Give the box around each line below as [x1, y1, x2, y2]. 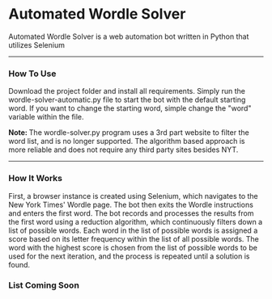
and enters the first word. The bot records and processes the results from [8, 208, 254, 218]
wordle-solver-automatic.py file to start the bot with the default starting [8, 95, 246, 105]
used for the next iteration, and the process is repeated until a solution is [8, 251, 250, 261]
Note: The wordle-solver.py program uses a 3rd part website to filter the [8, 128, 249, 137]
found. [8, 259, 31, 269]
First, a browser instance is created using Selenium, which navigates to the [8, 191, 259, 200]
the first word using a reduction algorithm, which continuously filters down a [8, 217, 263, 226]
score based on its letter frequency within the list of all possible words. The [8, 234, 259, 243]
